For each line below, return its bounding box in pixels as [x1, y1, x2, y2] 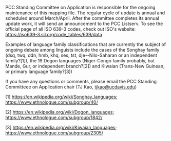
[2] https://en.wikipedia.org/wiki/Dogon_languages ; [5, 109, 115, 115]
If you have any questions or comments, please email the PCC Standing [5, 79, 157, 84]
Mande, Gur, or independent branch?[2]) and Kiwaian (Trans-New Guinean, [5, 63, 165, 69]
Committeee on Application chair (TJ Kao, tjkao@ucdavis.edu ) [5, 84, 137, 90]
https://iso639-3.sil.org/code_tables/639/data [5, 32, 103, 37]
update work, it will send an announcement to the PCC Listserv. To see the [5, 20, 163, 27]
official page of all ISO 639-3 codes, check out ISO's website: [5, 26, 136, 32]
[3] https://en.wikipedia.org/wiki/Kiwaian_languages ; [5, 125, 117, 130]
